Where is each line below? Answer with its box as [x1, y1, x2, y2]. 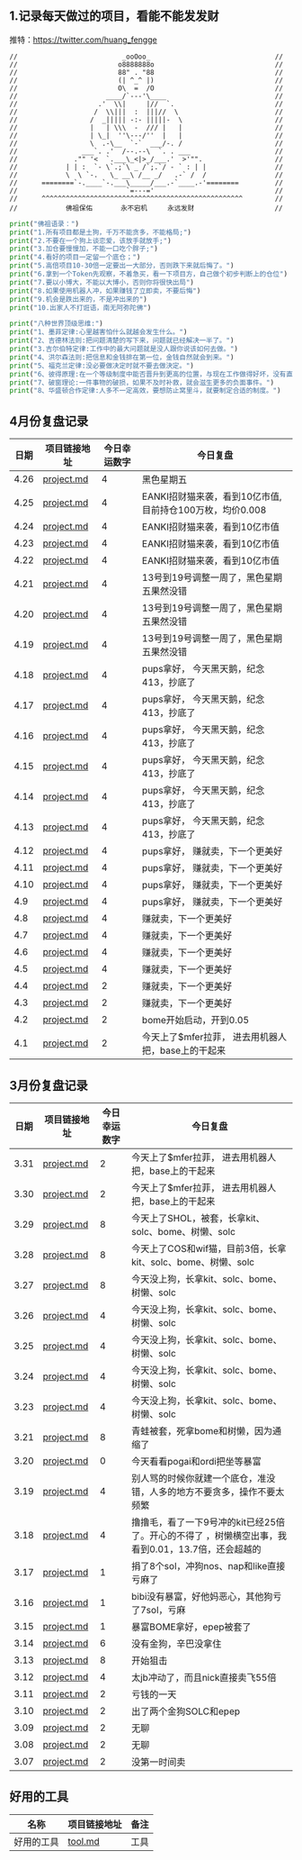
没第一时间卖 [131, 1756, 186, 1768]
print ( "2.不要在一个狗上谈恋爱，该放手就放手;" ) [9, 236, 173, 245]
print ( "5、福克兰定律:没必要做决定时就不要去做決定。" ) [9, 361, 195, 370]
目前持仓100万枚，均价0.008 [142, 504, 267, 516]
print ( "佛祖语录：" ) [9, 219, 79, 228]
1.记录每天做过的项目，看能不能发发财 [9, 8, 220, 24]
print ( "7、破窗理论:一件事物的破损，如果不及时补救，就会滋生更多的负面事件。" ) [9, 377, 275, 387]
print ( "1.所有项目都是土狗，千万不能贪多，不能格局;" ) [9, 228, 191, 237]
